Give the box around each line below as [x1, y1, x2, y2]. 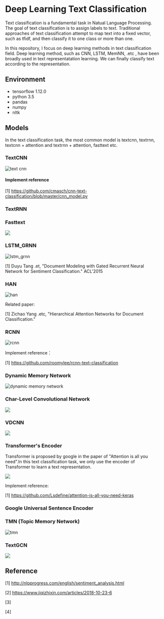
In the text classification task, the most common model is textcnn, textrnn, [5, 137, 155, 143]
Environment [5, 75, 46, 84]
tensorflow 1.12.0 [12, 88, 47, 94]
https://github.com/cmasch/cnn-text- [11, 188, 87, 194]
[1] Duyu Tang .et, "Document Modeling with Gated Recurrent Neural [5, 263, 144, 269]
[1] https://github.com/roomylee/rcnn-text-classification [5, 360, 118, 366]
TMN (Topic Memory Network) [5, 518, 80, 525]
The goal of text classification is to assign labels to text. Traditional [5, 25, 140, 31]
